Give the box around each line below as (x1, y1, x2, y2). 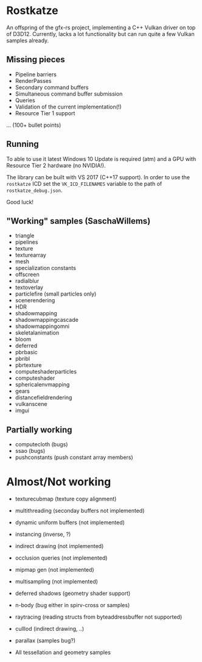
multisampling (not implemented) (15, 578, 99, 585)
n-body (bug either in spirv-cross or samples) (15, 602, 130, 609)
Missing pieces (6, 54, 65, 65)
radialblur (15, 277, 40, 285)
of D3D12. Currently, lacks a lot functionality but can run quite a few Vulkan (6, 30, 195, 37)
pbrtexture (15, 361, 42, 369)
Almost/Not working (6, 475, 111, 489)
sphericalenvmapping (15, 381, 70, 388)
